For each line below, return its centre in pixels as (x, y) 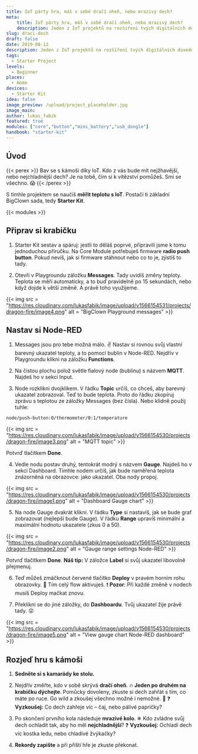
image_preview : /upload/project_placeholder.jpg (67, 105)
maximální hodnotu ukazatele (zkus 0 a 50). (68, 525)
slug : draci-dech (27, 34)
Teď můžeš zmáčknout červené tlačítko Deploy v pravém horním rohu (100, 578)
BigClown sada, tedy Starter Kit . (46, 201)
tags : (13, 55)
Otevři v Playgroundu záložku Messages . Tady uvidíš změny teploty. (98, 275)
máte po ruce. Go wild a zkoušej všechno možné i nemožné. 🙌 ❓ (93, 699)
